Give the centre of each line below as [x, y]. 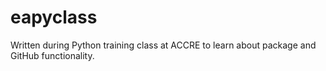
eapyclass [54, 17]
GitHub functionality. [52, 55]
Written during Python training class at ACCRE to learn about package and [163, 45]
